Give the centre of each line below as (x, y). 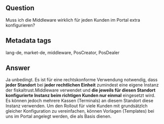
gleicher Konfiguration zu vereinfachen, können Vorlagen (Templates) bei (80, 111)
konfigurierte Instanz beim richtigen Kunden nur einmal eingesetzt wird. (81, 95)
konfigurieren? (20, 25)
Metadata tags (28, 41)
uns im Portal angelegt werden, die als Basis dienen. (59, 116)
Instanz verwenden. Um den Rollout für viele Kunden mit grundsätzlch (77, 106)
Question (20, 8)
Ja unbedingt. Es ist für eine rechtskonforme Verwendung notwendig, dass (82, 80)
